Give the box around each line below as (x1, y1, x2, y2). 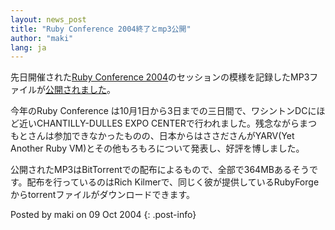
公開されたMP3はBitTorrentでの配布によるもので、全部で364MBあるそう (10, 164, 310, 176)
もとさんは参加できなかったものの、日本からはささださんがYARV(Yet (10, 130, 295, 142)
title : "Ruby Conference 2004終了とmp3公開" (10, 24, 192, 34)
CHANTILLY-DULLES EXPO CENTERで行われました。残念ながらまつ (36, 117, 318, 130)
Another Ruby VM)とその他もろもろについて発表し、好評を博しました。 (10, 142, 305, 155)
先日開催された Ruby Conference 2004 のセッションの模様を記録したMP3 (10, 71, 310, 83)
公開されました (45, 84, 107, 96)
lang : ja (10, 42, 47, 53)
